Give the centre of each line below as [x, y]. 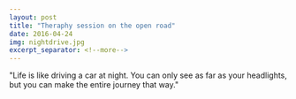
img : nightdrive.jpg [47, 42]
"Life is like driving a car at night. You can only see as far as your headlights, [148, 75]
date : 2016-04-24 [41, 34]
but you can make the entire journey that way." [94, 85]
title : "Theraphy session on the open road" [92, 26]
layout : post [33, 17]
